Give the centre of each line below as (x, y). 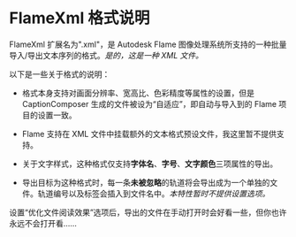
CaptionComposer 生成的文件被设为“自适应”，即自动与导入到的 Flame (149, 103)
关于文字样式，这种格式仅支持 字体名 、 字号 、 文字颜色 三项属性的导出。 (150, 164)
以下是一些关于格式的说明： (60, 74)
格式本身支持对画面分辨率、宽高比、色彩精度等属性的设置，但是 (138, 93)
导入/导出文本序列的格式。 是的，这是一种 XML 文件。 (106, 55)
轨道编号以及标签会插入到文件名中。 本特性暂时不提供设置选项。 (154, 193)
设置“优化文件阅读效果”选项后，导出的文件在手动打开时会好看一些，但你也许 (148, 212)
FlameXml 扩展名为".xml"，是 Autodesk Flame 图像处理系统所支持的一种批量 (148, 44)
